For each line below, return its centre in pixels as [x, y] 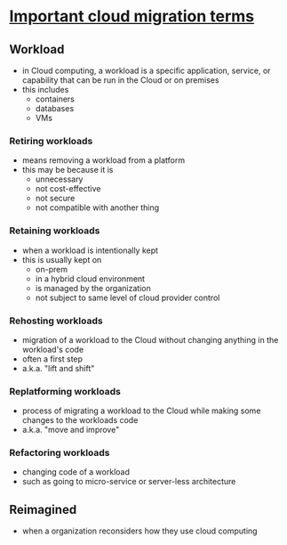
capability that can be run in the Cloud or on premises [120, 80]
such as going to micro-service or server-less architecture [129, 482]
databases [55, 108]
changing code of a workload [76, 472]
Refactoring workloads [60, 453]
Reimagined [43, 509]
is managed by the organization [93, 288]
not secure [55, 199]
